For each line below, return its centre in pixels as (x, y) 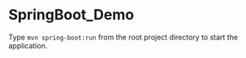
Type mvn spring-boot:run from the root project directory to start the (123, 37)
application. (28, 45)
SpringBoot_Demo (71, 15)
